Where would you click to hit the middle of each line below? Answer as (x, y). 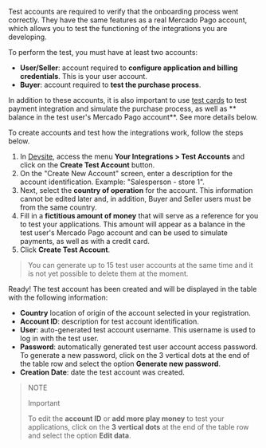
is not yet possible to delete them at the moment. (108, 273)
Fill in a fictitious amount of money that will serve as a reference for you (139, 216)
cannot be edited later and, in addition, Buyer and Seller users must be (135, 199)
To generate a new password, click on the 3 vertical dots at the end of (135, 355)
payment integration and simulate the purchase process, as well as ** (122, 108)
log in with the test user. (59, 338)
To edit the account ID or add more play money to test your (126, 419)
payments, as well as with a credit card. (84, 241)
